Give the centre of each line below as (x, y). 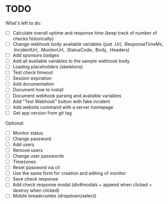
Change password (32, 139)
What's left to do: (23, 23)
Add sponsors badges (36, 55)
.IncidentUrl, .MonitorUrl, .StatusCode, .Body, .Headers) (71, 50)
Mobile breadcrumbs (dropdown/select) (54, 196)
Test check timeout (33, 72)
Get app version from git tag (42, 113)
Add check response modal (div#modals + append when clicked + (82, 185)
